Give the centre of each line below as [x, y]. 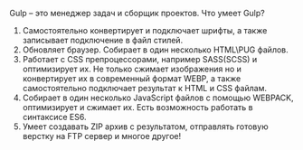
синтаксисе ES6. [54, 117]
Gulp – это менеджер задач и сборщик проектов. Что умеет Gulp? [137, 13]
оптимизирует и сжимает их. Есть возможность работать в [137, 107]
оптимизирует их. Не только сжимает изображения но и [132, 69]
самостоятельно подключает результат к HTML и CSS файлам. [144, 88]
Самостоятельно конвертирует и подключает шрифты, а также [145, 30]
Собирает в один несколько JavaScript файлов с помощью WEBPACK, [158, 98]
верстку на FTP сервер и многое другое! [102, 136]
